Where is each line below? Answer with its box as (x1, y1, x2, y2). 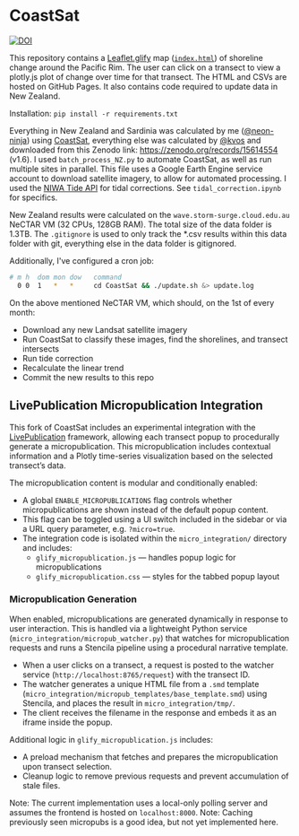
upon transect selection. (21, 761, 113, 771)
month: (9, 307, 36, 318)
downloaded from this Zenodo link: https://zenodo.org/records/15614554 (9, 144, 278, 155)
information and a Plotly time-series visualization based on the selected (9, 450, 273, 461)
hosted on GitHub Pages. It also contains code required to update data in (9, 81, 278, 91)
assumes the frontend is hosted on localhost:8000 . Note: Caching (9, 806, 253, 817)
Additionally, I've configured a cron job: (9, 255, 155, 266)
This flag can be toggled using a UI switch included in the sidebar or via (21, 513, 287, 525)
